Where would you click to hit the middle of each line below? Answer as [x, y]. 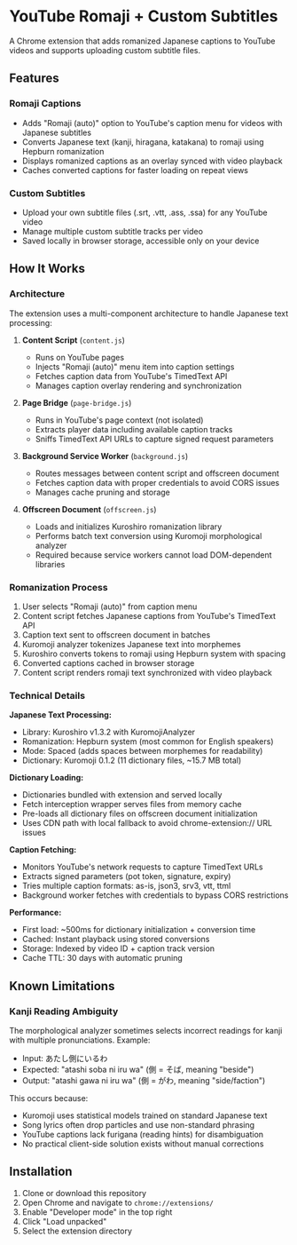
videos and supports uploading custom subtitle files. [105, 50]
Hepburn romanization [63, 151]
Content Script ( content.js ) [74, 340]
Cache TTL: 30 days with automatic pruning [102, 958]
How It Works [47, 269]
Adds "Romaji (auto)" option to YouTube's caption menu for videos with [152, 123]
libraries [50, 564]
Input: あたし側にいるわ [65, 1058]
